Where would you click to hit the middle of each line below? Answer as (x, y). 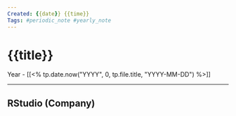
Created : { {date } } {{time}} (48, 14)
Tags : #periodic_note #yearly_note (59, 20)
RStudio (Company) (51, 103)
